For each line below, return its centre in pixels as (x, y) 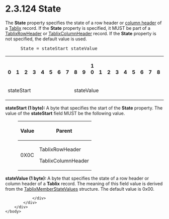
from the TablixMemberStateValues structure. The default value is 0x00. (80, 189)
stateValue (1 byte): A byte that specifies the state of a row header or (77, 178)
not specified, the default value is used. (46, 39)
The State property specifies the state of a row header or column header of (83, 23)
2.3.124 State (33, 9)
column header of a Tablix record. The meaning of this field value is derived (84, 183)
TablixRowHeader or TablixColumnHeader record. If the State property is (81, 33)
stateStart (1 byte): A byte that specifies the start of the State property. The (84, 108)
